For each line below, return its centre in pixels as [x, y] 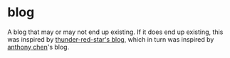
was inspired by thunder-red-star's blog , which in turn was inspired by [111, 39]
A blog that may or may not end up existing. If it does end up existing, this [115, 32]
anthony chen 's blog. [38, 47]
